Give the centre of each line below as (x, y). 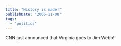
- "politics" (23, 24)
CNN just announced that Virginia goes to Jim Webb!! (60, 38)
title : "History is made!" (34, 10)
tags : (11, 19)
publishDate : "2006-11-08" (34, 14)
